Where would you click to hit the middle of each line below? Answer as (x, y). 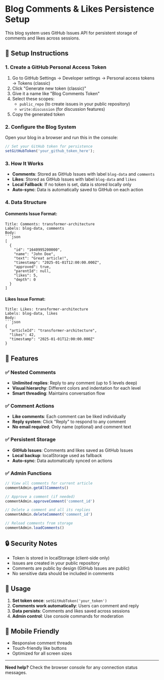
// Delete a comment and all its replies (48, 510)
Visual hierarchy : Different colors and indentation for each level (76, 388)
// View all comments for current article (49, 483)
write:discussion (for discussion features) (62, 109)
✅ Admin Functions (29, 473)
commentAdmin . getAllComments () (37, 488)
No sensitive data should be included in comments (63, 573)
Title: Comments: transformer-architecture (50, 224)
